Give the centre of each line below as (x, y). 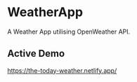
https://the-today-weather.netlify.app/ (62, 70)
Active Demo (36, 54)
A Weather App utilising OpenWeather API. (69, 32)
